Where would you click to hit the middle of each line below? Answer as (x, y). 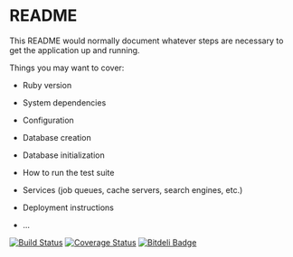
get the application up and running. (75, 50)
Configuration (48, 120)
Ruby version (47, 85)
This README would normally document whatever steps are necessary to (146, 41)
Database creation (57, 137)
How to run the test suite (68, 172)
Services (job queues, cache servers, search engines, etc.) (132, 189)
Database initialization (64, 155)
